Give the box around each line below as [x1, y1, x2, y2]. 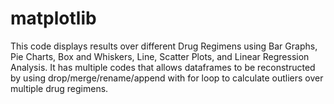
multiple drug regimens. [10, 82, 109, 94]
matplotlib [10, 7, 97, 30]
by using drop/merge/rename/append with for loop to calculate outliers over [10, 72, 324, 84]
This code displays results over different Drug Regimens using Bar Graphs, [10, 40, 318, 52]
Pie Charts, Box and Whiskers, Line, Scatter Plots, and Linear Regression [10, 50, 310, 62]
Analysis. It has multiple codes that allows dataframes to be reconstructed [10, 61, 316, 73]
